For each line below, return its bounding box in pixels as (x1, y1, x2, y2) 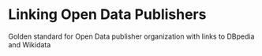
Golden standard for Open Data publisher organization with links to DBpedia (8, 32, 255, 41)
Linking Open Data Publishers (8, 6, 207, 24)
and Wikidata (8, 39, 51, 49)
